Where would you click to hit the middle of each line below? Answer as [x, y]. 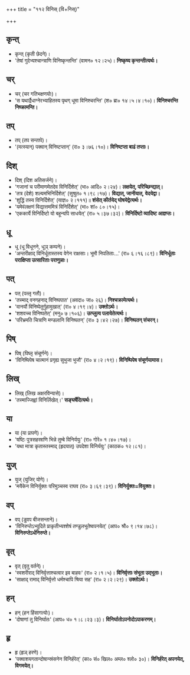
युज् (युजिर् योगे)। [32, 480]
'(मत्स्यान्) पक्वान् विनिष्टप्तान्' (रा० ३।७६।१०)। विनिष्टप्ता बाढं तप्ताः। [82, 147]
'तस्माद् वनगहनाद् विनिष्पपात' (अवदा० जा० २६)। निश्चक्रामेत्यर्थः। [76, 300]
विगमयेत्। [24, 666]
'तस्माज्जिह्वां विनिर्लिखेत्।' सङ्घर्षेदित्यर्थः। [54, 400]
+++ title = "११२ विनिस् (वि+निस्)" [43, 9]
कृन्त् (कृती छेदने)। [32, 54]
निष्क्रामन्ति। [26, 107]
